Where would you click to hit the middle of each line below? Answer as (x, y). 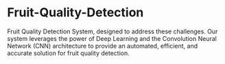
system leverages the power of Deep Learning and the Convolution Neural (112, 38)
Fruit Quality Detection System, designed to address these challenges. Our (113, 31)
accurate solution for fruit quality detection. (69, 53)
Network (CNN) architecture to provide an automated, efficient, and (103, 46)
